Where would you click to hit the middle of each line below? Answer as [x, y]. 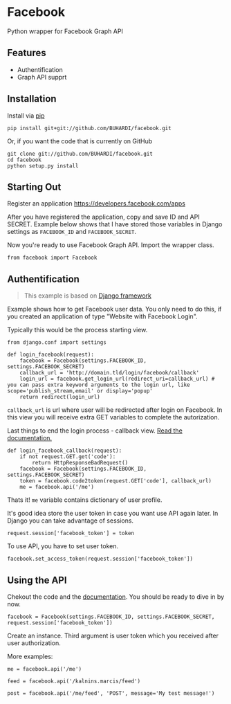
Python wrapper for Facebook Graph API [65, 31]
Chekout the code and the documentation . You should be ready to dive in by [116, 597]
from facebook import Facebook [52, 258]
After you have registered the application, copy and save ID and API [103, 217]
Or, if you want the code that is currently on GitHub [80, 141]
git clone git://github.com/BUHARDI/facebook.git [80, 154]
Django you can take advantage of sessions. [70, 521]
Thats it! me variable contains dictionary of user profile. [85, 500]
